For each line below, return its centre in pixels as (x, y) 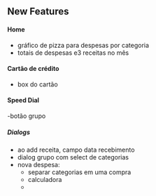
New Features (38, 12)
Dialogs (19, 132)
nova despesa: (38, 164)
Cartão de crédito (33, 69)
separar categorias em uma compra (79, 172)
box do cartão (37, 84)
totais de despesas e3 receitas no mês (73, 53)
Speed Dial (23, 100)
